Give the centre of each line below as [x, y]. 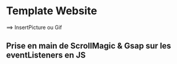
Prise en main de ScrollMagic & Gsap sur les [89, 46]
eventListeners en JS [46, 55]
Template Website [52, 11]
